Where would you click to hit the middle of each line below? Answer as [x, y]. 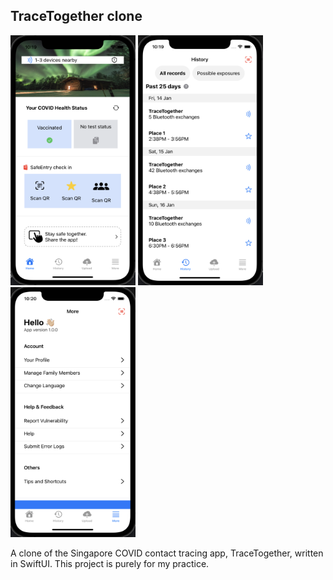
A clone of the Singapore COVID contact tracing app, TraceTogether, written [167, 553]
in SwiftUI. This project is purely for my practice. [110, 563]
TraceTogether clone [76, 16]
